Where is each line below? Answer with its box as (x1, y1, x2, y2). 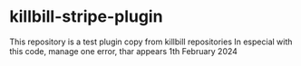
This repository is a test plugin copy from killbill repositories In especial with (9, 36, 293, 47)
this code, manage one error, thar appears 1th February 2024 (9, 45, 238, 56)
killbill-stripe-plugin (9, 6, 163, 27)
